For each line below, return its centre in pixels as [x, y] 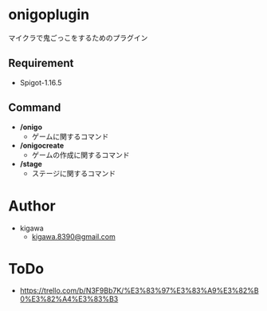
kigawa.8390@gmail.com [73, 236]
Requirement [41, 63]
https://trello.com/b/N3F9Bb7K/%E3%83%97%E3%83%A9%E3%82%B [139, 291]
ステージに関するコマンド [74, 173]
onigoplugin [49, 15]
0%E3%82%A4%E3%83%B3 [69, 299]
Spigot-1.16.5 [41, 82]
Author [32, 206]
